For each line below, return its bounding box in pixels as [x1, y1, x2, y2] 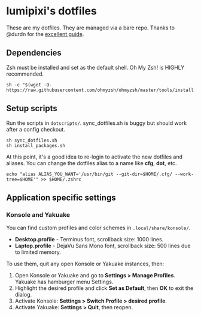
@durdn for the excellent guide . [6, 30, 84, 37]
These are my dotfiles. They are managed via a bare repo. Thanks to [6, 24, 175, 31]
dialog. [14, 291, 32, 298]
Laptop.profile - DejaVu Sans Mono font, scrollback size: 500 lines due [14, 242, 191, 250]
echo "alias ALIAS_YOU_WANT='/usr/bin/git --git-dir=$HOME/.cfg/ [6, 171, 172, 177]
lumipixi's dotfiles [6, 4, 97, 18]
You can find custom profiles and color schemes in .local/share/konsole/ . [6, 224, 191, 232]
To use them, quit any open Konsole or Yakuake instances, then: [6, 260, 165, 268]
